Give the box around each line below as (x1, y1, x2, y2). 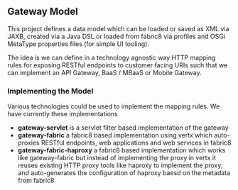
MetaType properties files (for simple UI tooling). (7, 39, 149, 48)
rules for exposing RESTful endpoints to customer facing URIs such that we (7, 60, 228, 69)
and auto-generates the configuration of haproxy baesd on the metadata (17, 169, 231, 177)
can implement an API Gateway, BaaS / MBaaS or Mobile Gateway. (7, 68, 202, 77)
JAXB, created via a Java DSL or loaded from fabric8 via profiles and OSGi (7, 32, 226, 40)
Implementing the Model (7, 86, 94, 96)
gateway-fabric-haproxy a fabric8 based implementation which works (17, 146, 226, 155)
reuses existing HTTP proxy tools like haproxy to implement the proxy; (17, 161, 224, 169)
